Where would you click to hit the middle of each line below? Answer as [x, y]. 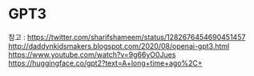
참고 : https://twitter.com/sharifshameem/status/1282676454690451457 [127, 37]
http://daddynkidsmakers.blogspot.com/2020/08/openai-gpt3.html [119, 46]
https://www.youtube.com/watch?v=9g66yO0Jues [92, 54]
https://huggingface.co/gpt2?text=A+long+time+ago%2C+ [105, 63]
